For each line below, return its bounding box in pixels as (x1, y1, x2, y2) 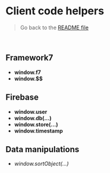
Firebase (5, 92, 39, 103)
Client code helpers (5, 4, 105, 18)
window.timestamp (14, 127, 63, 134)
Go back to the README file (20, 24, 89, 31)
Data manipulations (5, 144, 80, 155)
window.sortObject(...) (14, 160, 69, 168)
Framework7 (5, 52, 54, 63)
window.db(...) (14, 115, 52, 122)
